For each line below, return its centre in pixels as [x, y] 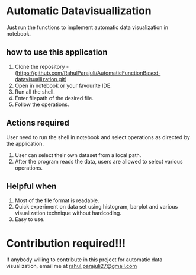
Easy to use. [30, 219]
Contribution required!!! [66, 243]
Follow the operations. [42, 104]
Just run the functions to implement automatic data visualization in [87, 27]
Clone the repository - [42, 66]
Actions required [38, 123]
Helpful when [31, 186]
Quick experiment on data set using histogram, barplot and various [96, 207]
